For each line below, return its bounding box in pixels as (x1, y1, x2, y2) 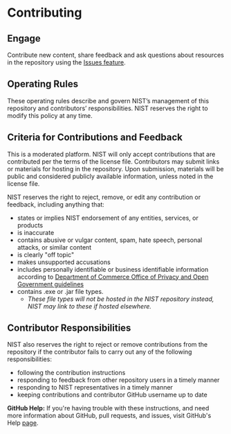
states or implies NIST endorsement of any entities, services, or (17, 214, 198, 222)
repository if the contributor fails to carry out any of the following (7, 348, 192, 356)
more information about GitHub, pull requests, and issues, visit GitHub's (7, 411, 212, 420)
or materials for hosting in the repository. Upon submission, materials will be (7, 164, 224, 173)
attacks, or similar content (17, 243, 92, 251)
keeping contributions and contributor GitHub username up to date (17, 390, 207, 399)
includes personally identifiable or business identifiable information (17, 265, 209, 273)
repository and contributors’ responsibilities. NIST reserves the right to (7, 104, 209, 112)
